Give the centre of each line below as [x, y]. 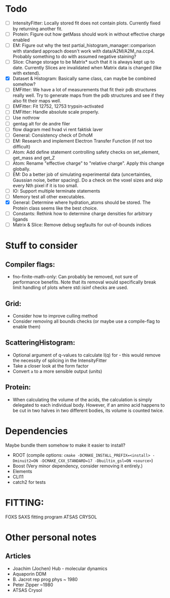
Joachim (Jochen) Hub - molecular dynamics [60, 568]
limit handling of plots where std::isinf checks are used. [70, 288]
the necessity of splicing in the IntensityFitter [60, 360]
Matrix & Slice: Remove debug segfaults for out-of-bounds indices [82, 225]
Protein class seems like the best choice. [55, 208]
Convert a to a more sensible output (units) [57, 371]
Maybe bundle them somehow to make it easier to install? [65, 445]
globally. [21, 169]
